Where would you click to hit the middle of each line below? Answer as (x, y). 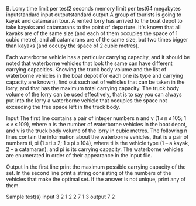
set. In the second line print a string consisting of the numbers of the (89, 173)
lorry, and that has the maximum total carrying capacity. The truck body (93, 88)
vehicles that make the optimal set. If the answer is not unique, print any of (96, 179)
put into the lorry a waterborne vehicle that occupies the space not (87, 101)
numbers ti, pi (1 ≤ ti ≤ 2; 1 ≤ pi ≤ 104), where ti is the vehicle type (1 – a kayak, (98, 143)
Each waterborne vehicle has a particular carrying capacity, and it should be (98, 57)
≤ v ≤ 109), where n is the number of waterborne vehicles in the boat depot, (97, 124)
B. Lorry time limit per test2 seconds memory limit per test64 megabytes (94, 8)
